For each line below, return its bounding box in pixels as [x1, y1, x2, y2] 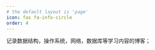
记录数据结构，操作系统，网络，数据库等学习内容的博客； [6, 37, 151, 45]
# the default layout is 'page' [6, 8, 88, 15]
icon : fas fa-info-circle [6, 14, 72, 20]
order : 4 [6, 20, 29, 26]
